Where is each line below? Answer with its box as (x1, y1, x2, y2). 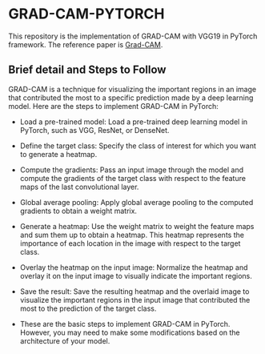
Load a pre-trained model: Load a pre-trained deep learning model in (19, 117, 248, 127)
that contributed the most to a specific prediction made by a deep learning (8, 93, 254, 103)
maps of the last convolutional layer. (19, 182, 139, 191)
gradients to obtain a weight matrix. (19, 206, 138, 215)
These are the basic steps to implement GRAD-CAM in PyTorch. (19, 319, 231, 328)
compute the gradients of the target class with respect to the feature (19, 173, 247, 183)
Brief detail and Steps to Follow (8, 63, 167, 77)
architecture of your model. (19, 336, 110, 345)
